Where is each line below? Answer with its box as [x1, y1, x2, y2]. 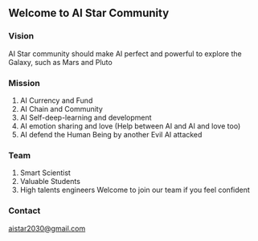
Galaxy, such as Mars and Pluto [8, 57, 113, 67]
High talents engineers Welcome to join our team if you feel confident [19, 185, 251, 195]
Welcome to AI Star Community [8, 6, 170, 20]
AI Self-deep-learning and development [19, 112, 152, 122]
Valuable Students [19, 177, 80, 186]
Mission [8, 77, 40, 88]
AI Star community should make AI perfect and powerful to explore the [8, 48, 243, 59]
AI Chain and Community [19, 104, 103, 113]
